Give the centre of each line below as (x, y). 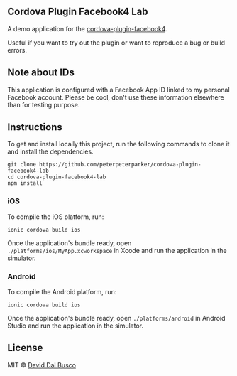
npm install (25, 183)
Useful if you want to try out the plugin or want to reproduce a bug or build (116, 43)
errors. (17, 50)
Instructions (35, 127)
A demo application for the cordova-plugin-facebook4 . (87, 28)
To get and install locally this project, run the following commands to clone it (118, 144)
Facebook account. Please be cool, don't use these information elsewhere (116, 97)
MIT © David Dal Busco (42, 365)
